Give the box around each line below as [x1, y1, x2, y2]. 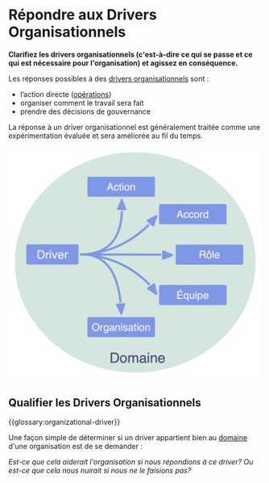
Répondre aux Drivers [8, 6, 157, 24]
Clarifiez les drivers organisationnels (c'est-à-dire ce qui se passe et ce [8, 49, 253, 59]
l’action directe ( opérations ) [19, 89, 112, 99]
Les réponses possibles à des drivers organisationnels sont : [8, 73, 209, 83]
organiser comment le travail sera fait [19, 98, 144, 107]
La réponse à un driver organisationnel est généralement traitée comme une [8, 122, 261, 132]
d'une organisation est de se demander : [8, 441, 143, 451]
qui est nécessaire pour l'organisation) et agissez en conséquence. [8, 58, 238, 68]
